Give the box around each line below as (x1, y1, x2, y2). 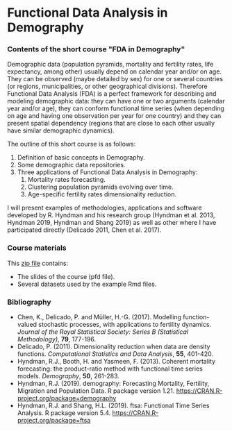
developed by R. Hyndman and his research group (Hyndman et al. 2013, (7, 211, 215, 219)
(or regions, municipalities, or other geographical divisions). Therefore (7, 82, 208, 91)
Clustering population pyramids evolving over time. (27, 183, 174, 192)
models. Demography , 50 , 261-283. (17, 372, 120, 380)
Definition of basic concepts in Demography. (17, 153, 146, 162)
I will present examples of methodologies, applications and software (7, 203, 203, 212)
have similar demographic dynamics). (7, 126, 115, 135)
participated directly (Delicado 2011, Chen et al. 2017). (7, 226, 162, 234)
